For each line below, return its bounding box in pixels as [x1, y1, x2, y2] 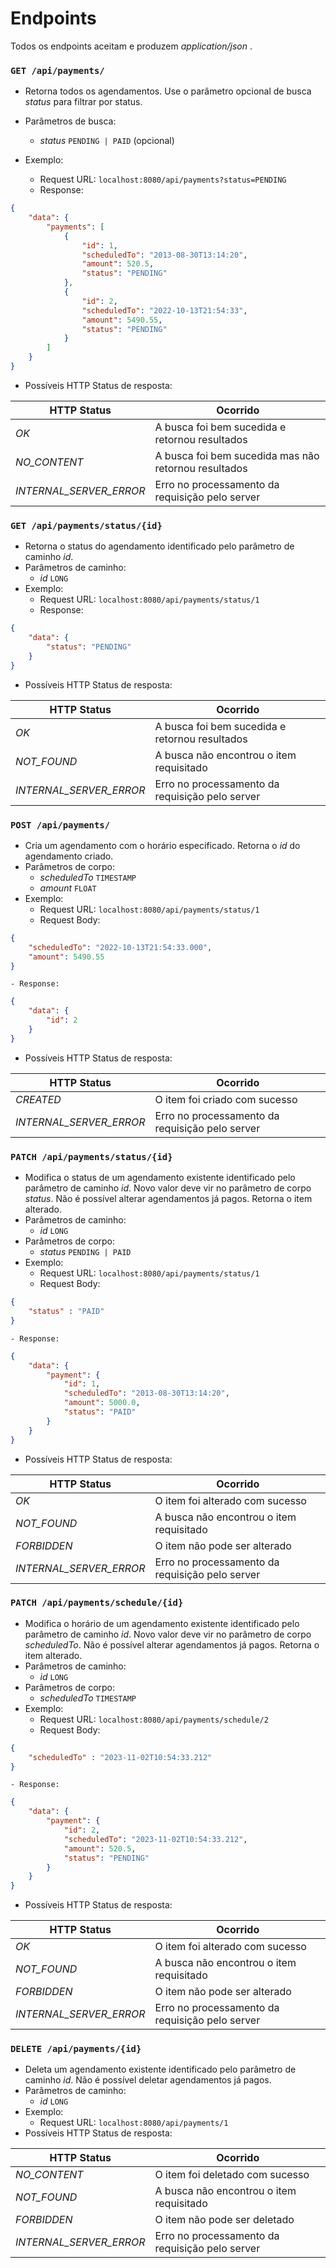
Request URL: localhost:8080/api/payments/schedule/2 [39, 1713, 269, 1725]
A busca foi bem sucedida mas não [154, 448, 320, 462]
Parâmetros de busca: [24, 115, 117, 127]
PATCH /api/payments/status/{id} [10, 1151, 173, 1162]
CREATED [15, 1092, 62, 1106]
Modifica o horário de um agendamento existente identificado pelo [24, 1617, 300, 1629]
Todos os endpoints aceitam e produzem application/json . [10, 40, 253, 52]
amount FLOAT [39, 882, 97, 894]
